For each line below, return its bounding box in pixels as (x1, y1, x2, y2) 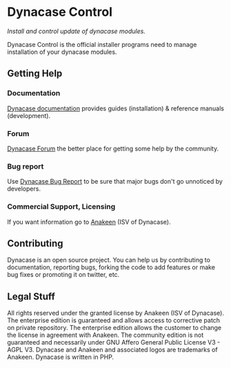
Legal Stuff (7, 291, 55, 302)
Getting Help (7, 68, 63, 79)
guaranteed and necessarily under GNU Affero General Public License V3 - (7, 338, 221, 347)
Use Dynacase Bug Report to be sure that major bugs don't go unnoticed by (7, 177, 223, 186)
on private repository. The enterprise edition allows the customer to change (7, 324, 222, 332)
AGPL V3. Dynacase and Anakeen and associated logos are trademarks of (7, 346, 219, 354)
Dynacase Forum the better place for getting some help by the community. (7, 144, 219, 153)
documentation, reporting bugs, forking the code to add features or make (7, 263, 216, 271)
